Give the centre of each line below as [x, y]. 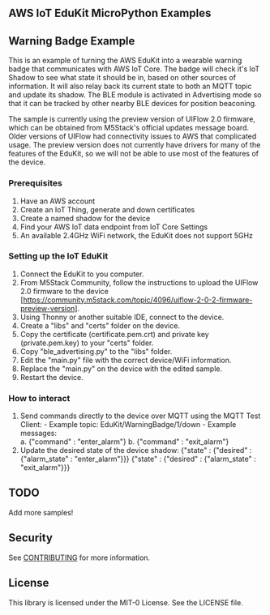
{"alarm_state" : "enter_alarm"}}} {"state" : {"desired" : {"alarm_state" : [138, 459]
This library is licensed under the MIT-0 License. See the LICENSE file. [126, 602]
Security [30, 538]
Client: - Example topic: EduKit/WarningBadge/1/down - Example [128, 425]
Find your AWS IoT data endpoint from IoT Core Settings [114, 227]
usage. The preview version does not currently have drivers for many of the [135, 145]
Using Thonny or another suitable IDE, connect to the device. [122, 317]
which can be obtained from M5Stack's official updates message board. [129, 128]
